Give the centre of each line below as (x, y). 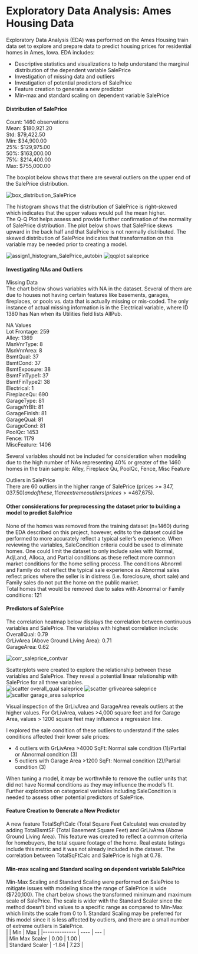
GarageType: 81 (25, 401)
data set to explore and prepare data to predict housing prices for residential (99, 46)
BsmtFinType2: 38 (28, 382)
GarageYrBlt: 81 (25, 407)
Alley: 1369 (19, 338)
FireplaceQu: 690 (27, 394)
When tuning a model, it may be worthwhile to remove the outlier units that (97, 778)
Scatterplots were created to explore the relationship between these (89, 670)
